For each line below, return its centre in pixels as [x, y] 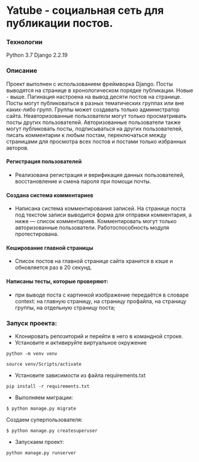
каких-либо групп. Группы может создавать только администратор [93, 109]
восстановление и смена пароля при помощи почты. [83, 181]
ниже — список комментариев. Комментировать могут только [96, 221]
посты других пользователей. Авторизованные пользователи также [94, 122]
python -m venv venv [32, 353]
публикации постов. [60, 23]
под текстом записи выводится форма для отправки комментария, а [103, 215]
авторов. [17, 147]
